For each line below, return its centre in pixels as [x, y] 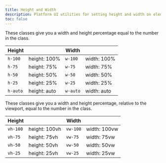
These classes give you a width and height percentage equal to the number [82, 33]
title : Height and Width [31, 10]
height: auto [42, 91]
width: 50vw [101, 145]
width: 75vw [101, 137]
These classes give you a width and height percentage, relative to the [76, 103]
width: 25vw [101, 153]
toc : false [16, 19]
